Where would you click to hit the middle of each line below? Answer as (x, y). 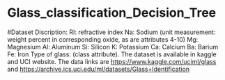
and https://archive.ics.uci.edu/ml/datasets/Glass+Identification (99, 69)
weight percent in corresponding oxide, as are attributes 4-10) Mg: (103, 39)
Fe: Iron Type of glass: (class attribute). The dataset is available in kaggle (112, 54)
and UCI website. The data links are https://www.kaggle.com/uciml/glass (112, 61)
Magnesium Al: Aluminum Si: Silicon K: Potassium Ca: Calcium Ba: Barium (113, 47)
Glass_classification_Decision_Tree (112, 13)
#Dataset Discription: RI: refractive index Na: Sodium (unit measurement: (111, 32)
